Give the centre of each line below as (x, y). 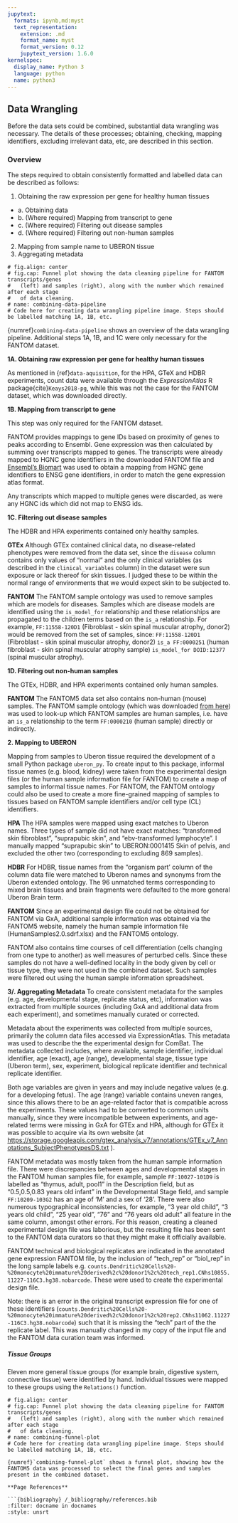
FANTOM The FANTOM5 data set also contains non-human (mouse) (107, 699)
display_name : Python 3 (49, 67)
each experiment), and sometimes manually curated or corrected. (103, 1014)
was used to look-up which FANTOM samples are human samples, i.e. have (118, 714)
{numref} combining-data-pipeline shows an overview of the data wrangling (118, 330)
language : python (39, 73)
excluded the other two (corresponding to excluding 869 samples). (105, 853)
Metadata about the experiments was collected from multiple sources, (110, 1028)
